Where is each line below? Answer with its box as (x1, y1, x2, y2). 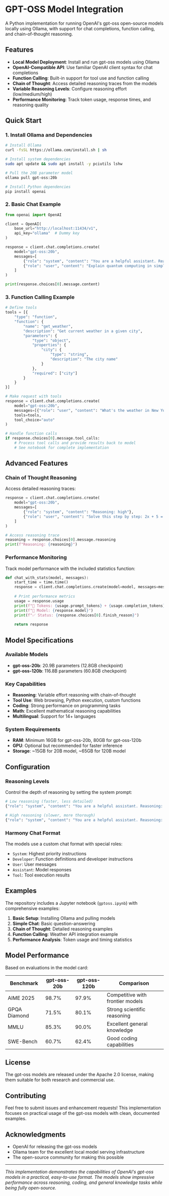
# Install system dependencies (5, 157, 71, 162)
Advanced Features (5, 459, 68, 468)
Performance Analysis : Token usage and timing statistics (12, 936, 132, 942)
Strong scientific (106, 1005, 146, 1013)
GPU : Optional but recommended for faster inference (12, 742, 123, 749)
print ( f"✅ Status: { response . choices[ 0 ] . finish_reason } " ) (14, 612, 139, 618)
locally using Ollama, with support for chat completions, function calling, (5, 25, 155, 31)
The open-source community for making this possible (12, 1154, 124, 1160)
